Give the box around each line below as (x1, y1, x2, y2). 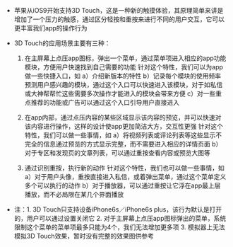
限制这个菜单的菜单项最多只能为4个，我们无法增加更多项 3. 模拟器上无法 (13, 223, 226, 231)
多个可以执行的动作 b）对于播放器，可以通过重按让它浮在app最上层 (24, 181, 221, 190)
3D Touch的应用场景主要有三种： (13, 39, 111, 47)
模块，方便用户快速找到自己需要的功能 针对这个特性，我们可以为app (24, 63, 224, 71)
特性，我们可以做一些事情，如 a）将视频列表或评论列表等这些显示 (24, 131, 216, 139)
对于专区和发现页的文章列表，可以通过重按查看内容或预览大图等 (24, 149, 210, 157)
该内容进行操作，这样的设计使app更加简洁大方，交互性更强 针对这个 (24, 122, 224, 130)
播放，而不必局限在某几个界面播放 (24, 190, 124, 198)
